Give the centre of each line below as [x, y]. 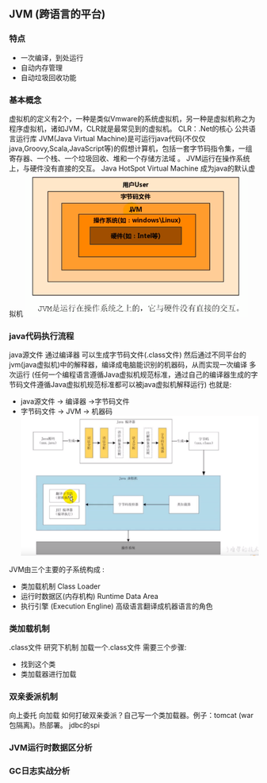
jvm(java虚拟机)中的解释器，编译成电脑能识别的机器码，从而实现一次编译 [128, 365]
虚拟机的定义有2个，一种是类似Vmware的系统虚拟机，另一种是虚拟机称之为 [132, 118]
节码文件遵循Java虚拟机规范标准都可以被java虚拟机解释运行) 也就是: [120, 385]
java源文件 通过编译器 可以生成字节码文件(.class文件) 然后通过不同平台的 [128, 355]
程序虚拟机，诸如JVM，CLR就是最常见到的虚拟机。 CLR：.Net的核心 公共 [129, 129]
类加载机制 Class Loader [61, 586]
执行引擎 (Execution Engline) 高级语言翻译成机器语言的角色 [116, 606]
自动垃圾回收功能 [48, 77]
